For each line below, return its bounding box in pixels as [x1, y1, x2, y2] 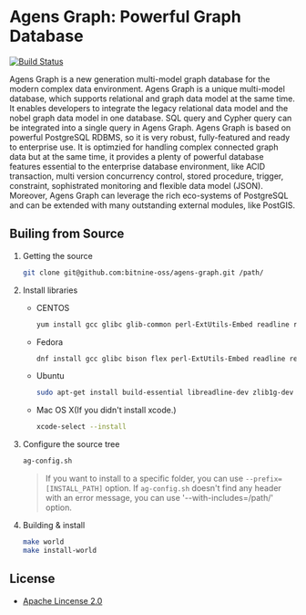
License [9, 571, 56, 587]
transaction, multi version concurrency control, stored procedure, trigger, [9, 171, 284, 182]
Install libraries [22, 285, 78, 296]
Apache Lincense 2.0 [22, 595, 103, 606]
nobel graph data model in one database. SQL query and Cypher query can [9, 112, 292, 123]
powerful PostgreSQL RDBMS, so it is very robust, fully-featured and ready [9, 131, 291, 142]
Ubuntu [36, 370, 65, 381]
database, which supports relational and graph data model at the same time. [9, 93, 296, 104]
